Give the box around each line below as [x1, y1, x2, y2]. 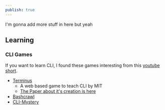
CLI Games [5, 51, 33, 58]
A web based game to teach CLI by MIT [20, 83, 102, 89]
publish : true [5, 7, 35, 13]
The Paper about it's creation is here [20, 88, 96, 94]
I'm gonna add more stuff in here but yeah [5, 21, 93, 27]
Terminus [12, 78, 32, 84]
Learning [5, 36, 34, 44]
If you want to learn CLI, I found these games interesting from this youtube [5, 63, 160, 69]
